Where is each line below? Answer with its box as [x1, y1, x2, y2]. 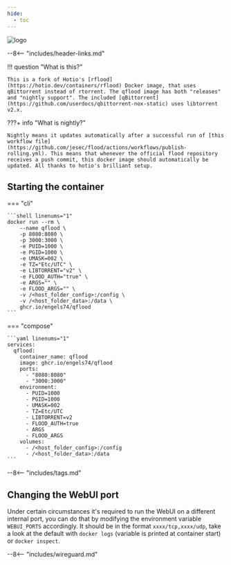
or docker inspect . [7, 537, 60, 545]
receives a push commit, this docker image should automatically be [7, 156, 209, 163]
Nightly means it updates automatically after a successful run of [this [7, 132, 225, 139]
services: [7, 341, 36, 349]
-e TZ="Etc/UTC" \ [19, 261, 73, 268]
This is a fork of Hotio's [7, 76, 85, 83]
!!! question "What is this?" [7, 62, 83, 71]
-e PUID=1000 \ [19, 243, 64, 250]
